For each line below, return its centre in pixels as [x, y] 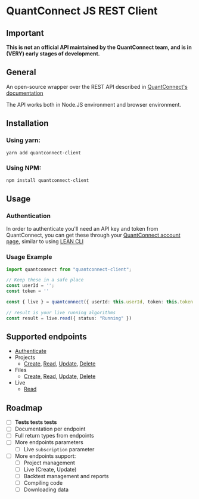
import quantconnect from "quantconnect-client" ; [69, 269]
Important [25, 33]
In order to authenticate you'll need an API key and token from [82, 229]
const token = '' [28, 291]
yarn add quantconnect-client [44, 153]
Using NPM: [24, 168]
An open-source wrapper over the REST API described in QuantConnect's [97, 86]
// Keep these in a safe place [45, 280]
